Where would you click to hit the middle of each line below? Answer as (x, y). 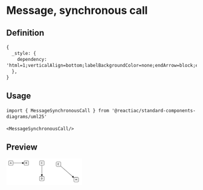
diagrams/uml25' (27, 116)
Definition (25, 33)
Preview (22, 147)
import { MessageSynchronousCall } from (58, 110)
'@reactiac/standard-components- (154, 110)
